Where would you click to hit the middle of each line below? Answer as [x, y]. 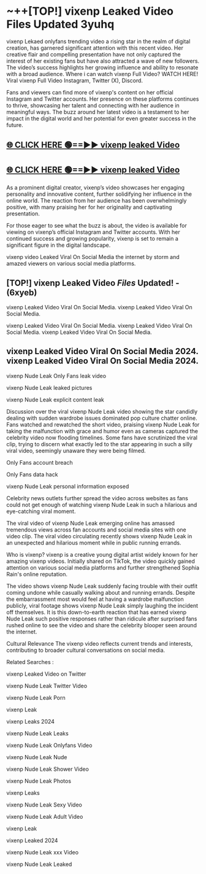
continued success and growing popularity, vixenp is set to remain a [93, 239]
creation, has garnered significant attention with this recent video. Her [95, 48]
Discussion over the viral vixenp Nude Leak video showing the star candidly [102, 411]
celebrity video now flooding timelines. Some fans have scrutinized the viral [102, 438]
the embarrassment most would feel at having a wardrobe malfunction [95, 599]
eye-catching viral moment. [41, 511]
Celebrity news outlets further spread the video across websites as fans [97, 498]
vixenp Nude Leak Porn [36, 697]
